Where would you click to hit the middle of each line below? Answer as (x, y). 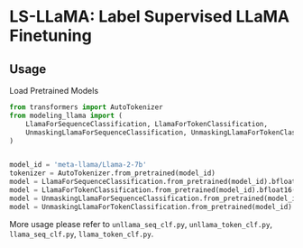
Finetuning (50, 36)
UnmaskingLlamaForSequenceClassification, (106, 133)
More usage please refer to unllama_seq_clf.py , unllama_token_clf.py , (141, 224)
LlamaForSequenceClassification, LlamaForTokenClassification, (147, 124)
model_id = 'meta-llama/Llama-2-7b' (78, 165)
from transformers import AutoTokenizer (87, 107)
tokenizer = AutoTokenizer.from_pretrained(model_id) (113, 173)
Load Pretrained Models (54, 91)
